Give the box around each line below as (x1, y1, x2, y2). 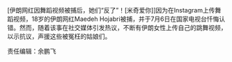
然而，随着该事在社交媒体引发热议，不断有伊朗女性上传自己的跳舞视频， (19, 24, 227, 31)
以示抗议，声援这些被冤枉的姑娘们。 (7, 32, 111, 40)
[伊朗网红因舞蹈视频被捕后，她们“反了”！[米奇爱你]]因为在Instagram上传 (7, 6, 215, 14)
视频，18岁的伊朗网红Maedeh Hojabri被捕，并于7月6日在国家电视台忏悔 (13, 15, 219, 23)
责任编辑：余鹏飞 (7, 47, 56, 55)
